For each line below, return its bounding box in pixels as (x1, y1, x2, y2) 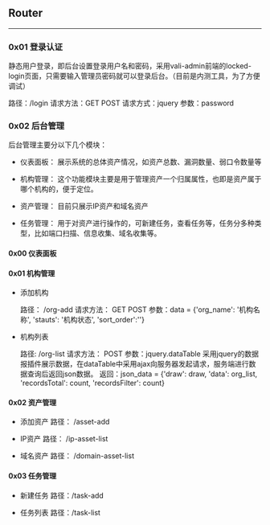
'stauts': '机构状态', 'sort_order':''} (32, 315, 145, 325)
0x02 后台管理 (8, 121, 65, 132)
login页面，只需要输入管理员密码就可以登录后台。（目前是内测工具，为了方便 (8, 72, 261, 81)
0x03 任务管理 (8, 471, 57, 481)
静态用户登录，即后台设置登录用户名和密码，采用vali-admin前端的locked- (8, 61, 252, 71)
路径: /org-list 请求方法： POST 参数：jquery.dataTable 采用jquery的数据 (19, 349, 260, 359)
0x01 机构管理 (8, 269, 55, 278)
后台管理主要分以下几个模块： (8, 140, 107, 150)
